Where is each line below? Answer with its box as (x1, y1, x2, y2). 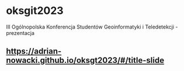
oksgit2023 (6, 4, 64, 17)
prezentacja (6, 29, 35, 36)
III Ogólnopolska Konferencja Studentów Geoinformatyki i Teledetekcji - (6, 23, 178, 30)
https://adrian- (6, 47, 62, 56)
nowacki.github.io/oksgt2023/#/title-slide (6, 55, 165, 65)
